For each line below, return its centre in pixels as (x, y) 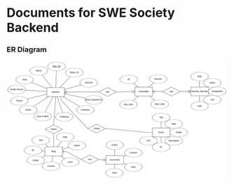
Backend (33, 28)
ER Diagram (27, 50)
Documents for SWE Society (91, 13)
